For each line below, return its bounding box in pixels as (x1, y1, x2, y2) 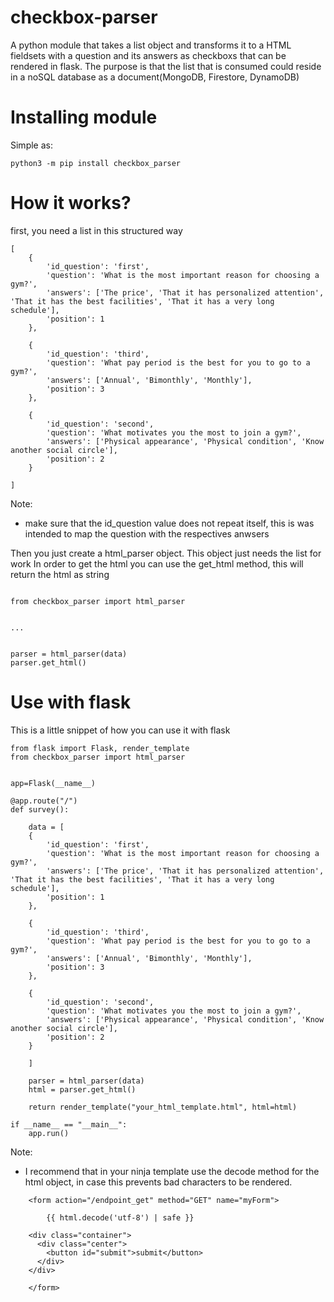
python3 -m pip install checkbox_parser (10, 158, 182, 168)
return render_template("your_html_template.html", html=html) (28, 1102, 298, 1112)
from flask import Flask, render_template (10, 743, 190, 753)
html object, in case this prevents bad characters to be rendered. (24, 1176, 293, 1188)
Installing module (10, 106, 158, 129)
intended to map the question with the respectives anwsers (24, 527, 270, 540)
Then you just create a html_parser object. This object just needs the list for (10, 547, 322, 559)
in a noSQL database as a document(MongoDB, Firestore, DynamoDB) (10, 71, 300, 83)
